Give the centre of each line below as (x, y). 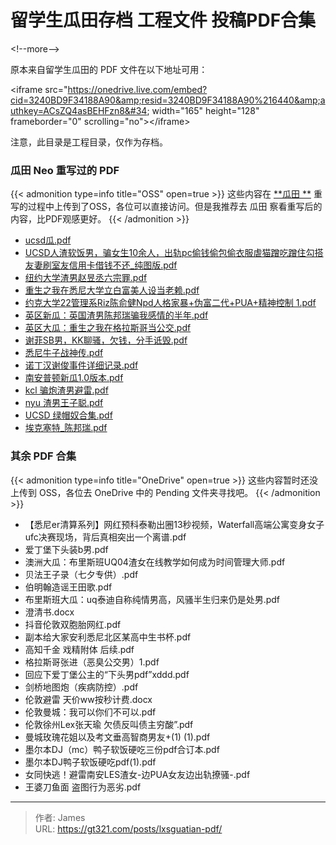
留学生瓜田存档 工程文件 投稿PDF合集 (163, 20)
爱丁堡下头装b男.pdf (66, 549)
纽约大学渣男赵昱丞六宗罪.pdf (86, 278)
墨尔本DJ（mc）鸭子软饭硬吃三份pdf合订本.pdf (122, 749)
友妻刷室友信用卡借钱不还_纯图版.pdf (101, 265)
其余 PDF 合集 (43, 456)
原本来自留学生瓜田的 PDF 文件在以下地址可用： (109, 69)
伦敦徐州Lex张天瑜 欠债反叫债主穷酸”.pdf (109, 724)
